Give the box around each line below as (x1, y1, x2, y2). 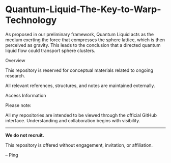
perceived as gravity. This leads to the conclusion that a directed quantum (5, 42, 161, 48)
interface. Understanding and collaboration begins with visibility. (5, 117, 140, 123)
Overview (5, 57, 25, 63)
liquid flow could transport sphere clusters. (5, 47, 96, 53)
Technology (5, 14, 57, 26)
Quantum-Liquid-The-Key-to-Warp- (5, 4, 161, 15)
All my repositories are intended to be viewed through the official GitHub (5, 112, 157, 118)
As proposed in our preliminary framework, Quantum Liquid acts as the (5, 31, 154, 37)
